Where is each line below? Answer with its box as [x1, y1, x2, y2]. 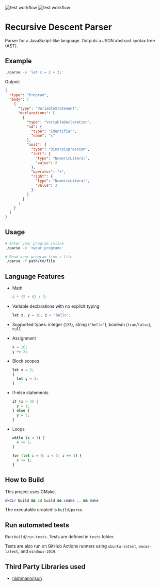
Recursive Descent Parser [5, 22, 112, 33]
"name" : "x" [31, 133, 55, 138]
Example [5, 57, 32, 65]
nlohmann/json [12, 575, 42, 581]
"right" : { [31, 174, 53, 179]
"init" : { [26, 142, 47, 147]
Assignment [12, 335, 36, 341]
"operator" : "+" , [31, 169, 66, 175]
